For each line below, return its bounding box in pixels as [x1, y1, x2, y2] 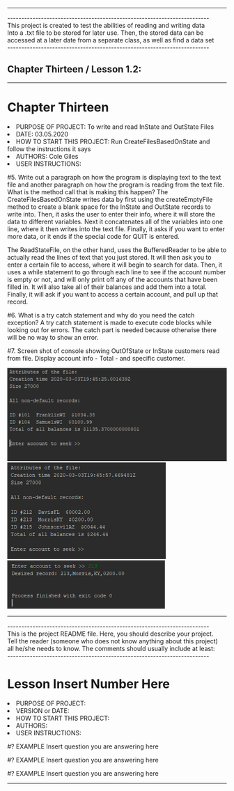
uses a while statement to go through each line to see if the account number [7, 267, 226, 276]
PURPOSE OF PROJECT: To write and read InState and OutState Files [16, 123, 214, 131]
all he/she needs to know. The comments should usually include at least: [7, 644, 215, 652]
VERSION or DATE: [16, 706, 70, 714]
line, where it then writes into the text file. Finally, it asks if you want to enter [7, 224, 225, 233]
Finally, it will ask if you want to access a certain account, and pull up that [7, 290, 218, 298]
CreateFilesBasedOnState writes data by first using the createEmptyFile [7, 195, 213, 203]
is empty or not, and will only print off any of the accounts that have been [7, 275, 218, 283]
